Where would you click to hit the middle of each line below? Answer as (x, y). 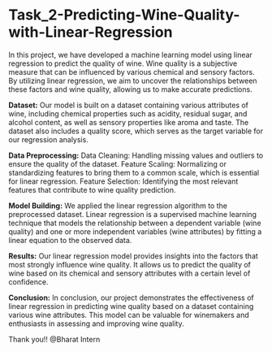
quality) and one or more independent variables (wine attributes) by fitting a (135, 231)
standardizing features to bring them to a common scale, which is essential (134, 172)
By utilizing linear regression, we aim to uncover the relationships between (133, 80)
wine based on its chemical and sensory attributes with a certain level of (130, 273)
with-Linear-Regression (91, 32)
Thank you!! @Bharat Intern (54, 339)
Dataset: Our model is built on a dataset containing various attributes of (129, 105)
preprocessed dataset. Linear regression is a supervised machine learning (133, 214)
